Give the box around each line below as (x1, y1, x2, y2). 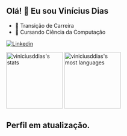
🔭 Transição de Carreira (14, 22, 74, 29)
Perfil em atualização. (6, 120, 90, 131)
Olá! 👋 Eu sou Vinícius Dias (6, 6, 109, 16)
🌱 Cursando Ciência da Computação (14, 28, 106, 36)
